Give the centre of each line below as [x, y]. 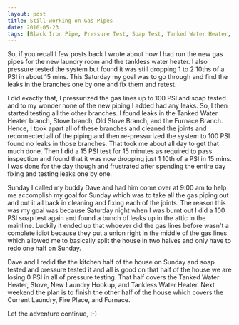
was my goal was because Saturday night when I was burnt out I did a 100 [116, 210]
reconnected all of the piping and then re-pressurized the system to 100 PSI [119, 136]
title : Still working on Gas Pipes [60, 21]
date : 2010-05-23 [33, 27]
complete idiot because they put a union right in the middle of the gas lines [117, 233]
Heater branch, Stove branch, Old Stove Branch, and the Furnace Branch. [115, 121]
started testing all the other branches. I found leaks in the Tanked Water [113, 113]
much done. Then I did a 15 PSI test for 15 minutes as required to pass [110, 151]
